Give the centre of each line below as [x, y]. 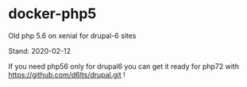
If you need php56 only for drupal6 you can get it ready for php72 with [124, 66]
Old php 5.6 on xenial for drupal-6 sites [72, 36]
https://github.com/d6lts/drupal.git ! [67, 74]
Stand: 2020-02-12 [40, 51]
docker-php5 [52, 14]
